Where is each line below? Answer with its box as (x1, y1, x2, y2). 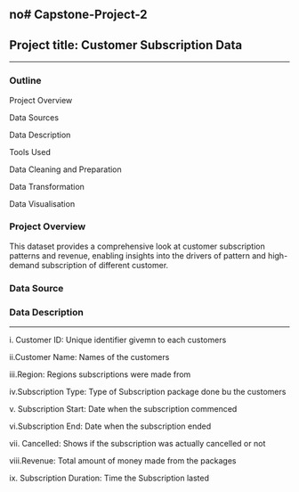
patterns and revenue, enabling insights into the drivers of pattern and (9, 250, 267, 261)
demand (9, 259, 40, 270)
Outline (9, 75, 42, 87)
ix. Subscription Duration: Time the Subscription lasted (9, 472, 210, 484)
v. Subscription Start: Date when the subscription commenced (9, 404, 238, 414)
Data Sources (9, 111, 60, 123)
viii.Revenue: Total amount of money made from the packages (9, 455, 237, 466)
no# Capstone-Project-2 (9, 7, 149, 22)
